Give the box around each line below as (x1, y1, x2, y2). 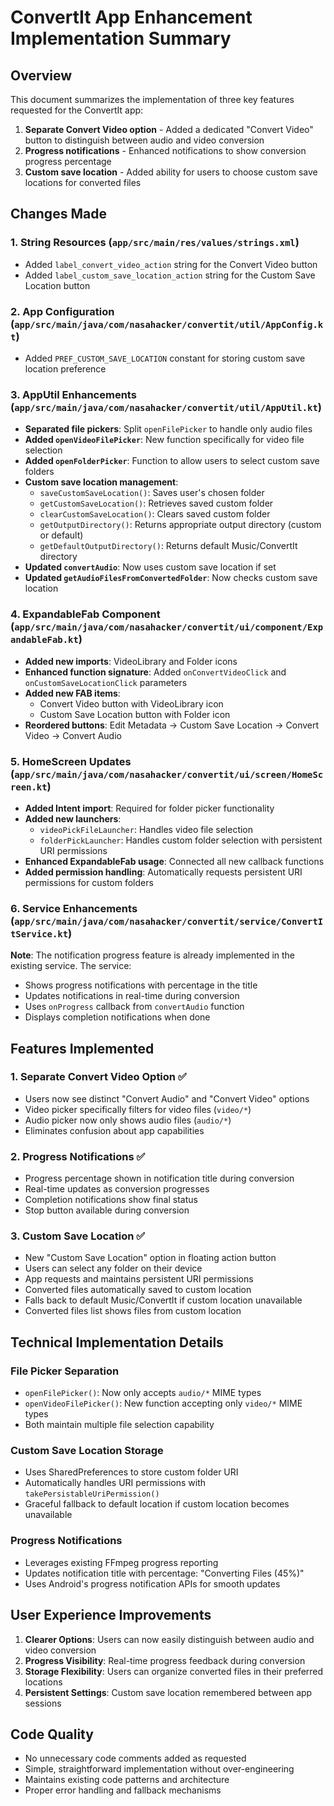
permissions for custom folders (24, 876, 154, 888)
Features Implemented (10, 1040, 155, 1057)
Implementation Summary (10, 27, 232, 50)
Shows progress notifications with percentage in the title (24, 979, 258, 991)
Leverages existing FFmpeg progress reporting (24, 1556, 219, 1568)
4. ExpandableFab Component (10, 607, 161, 621)
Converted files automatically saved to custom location (24, 1284, 252, 1296)
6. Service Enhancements (10, 901, 138, 915)
